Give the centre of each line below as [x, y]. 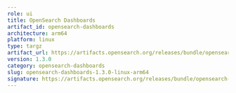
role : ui [20, 14]
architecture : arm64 [38, 33]
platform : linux [31, 40]
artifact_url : [28, 53]
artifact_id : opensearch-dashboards [61, 27]
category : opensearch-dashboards [56, 66]
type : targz [25, 46]
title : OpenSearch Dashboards [52, 20]
